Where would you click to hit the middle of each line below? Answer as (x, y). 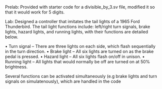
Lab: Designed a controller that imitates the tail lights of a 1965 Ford (73, 22)
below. (12, 37)
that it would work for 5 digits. (35, 12)
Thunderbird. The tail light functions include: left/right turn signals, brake (78, 27)
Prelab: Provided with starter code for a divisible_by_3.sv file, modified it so (80, 7)
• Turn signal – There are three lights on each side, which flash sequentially (80, 46)
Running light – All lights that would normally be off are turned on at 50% (78, 62)
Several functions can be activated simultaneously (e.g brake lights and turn (81, 76)
